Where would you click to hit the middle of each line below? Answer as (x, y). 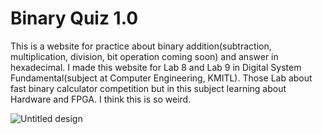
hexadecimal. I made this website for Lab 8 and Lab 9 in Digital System (156, 67)
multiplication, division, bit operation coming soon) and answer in (144, 56)
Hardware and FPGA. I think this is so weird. (101, 99)
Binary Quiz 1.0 (74, 18)
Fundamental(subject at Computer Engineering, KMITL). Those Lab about (161, 78)
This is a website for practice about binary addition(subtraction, (141, 46)
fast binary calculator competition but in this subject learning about (148, 88)
